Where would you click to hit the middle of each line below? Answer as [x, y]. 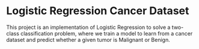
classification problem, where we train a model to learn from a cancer [106, 33]
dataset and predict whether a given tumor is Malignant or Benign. [88, 40]
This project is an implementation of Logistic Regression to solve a [88, 27]
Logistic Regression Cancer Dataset [98, 11]
